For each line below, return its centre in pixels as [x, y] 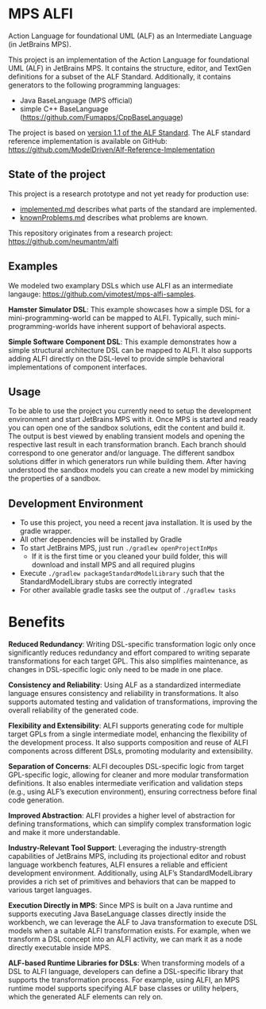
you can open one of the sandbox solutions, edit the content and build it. [127, 428]
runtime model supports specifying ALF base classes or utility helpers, [123, 988]
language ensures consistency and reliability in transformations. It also [123, 694]
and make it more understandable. [64, 833]
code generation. [37, 800]
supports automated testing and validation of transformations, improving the [133, 702]
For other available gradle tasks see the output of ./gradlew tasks [128, 590]
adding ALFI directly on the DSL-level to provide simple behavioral [116, 358]
